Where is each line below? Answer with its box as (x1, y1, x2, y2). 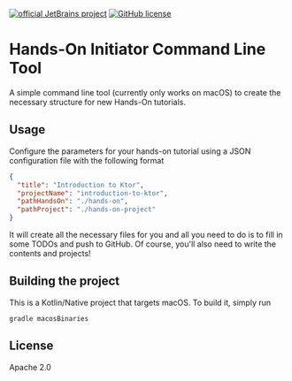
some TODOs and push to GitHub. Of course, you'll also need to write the (9, 239, 277, 249)
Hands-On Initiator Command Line (9, 40, 266, 59)
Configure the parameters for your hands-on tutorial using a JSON (9, 146, 251, 156)
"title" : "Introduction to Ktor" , (17, 180, 144, 189)
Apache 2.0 (9, 362, 51, 372)
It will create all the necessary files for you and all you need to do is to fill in (9, 230, 283, 240)
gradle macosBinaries (9, 314, 89, 323)
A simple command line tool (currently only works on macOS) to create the (9, 87, 281, 97)
